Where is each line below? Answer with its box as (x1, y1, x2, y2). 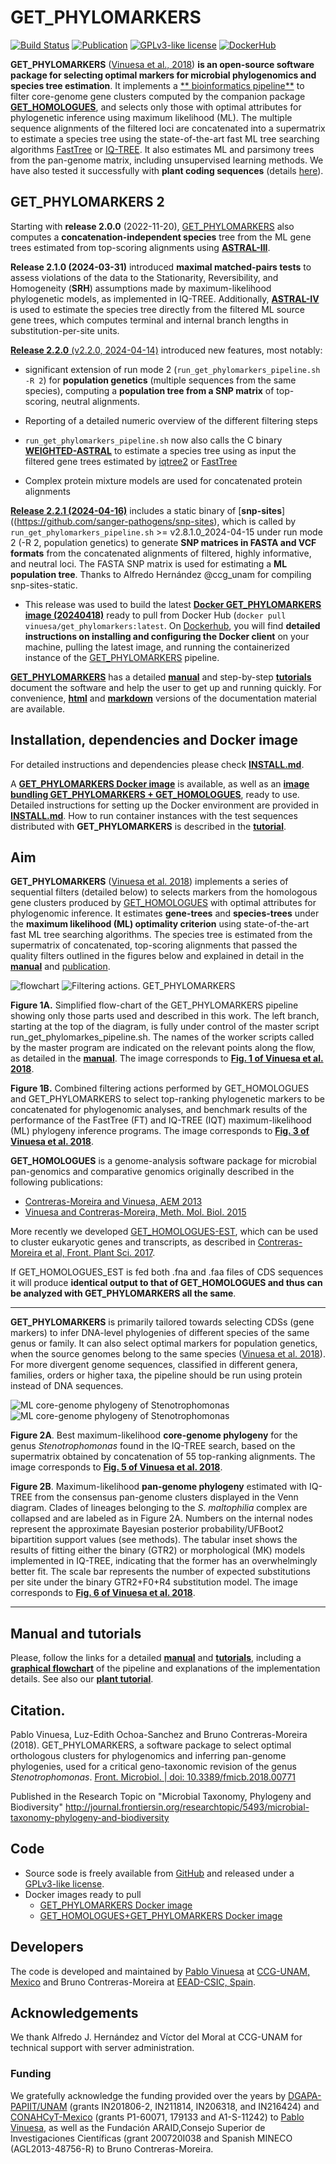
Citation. (10, 1702, 66, 1719)
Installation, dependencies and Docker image (10, 732, 299, 749)
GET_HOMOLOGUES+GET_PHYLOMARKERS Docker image (39, 1909, 283, 1921)
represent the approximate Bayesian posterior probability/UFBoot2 (10, 1523, 284, 1535)
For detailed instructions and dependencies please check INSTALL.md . (10, 758, 305, 770)
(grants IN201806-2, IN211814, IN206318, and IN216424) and (69, 2100, 320, 2112)
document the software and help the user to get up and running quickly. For (10, 681, 322, 693)
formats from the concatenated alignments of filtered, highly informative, (10, 547, 312, 559)
